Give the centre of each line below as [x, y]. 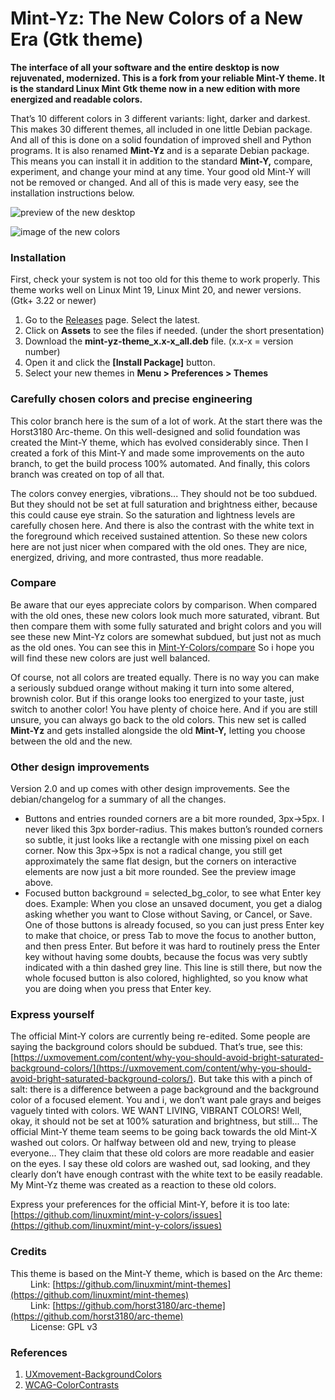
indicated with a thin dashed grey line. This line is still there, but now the [173, 968]
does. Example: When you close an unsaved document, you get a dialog [173, 904]
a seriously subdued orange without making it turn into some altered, [152, 688]
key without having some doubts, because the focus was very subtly [166, 957]
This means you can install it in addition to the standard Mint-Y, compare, [161, 161]
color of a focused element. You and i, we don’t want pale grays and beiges [166, 1100]
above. [39, 883]
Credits [28, 1252]
